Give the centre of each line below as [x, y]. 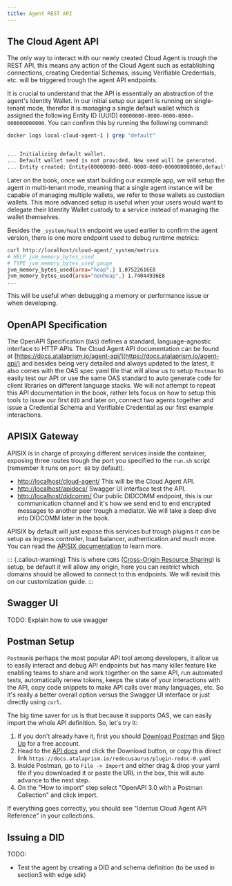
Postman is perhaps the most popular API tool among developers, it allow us [113, 658]
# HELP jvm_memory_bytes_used [51, 256]
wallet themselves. [34, 217]
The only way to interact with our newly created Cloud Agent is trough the [112, 58]
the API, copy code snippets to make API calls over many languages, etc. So [116, 688]
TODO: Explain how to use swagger [58, 620]
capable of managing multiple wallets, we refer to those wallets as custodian [116, 195]
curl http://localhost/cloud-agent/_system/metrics [83, 250]
